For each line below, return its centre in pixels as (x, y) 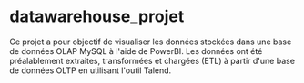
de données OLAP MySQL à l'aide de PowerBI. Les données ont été (136, 51)
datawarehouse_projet (97, 17)
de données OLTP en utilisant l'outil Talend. (91, 70)
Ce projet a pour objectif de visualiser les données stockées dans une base (151, 41)
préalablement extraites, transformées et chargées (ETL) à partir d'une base (152, 60)
